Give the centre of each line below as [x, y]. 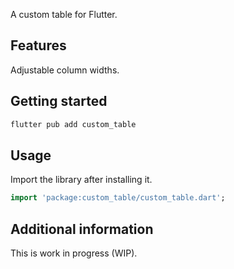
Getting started [59, 101]
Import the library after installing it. [81, 180]
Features [38, 45]
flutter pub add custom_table [73, 124]
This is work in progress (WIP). [74, 253]
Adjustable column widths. [65, 70]
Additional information [82, 229]
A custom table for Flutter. [64, 14]
